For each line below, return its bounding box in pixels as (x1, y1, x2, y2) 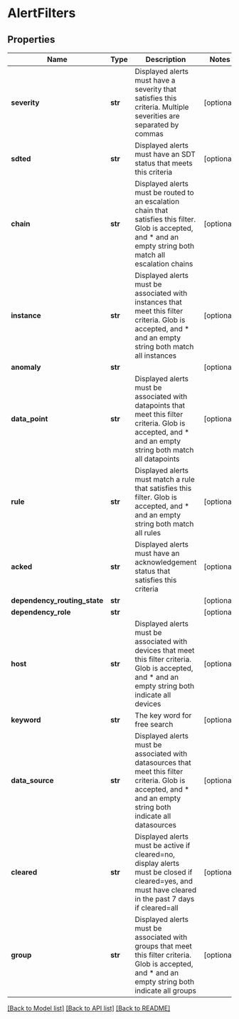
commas (134, 129, 164, 138)
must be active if (134, 841, 191, 850)
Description (145, 55, 186, 64)
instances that (134, 297, 183, 307)
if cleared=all (134, 903, 179, 913)
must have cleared (134, 885, 197, 895)
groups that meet (134, 941, 192, 951)
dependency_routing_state (11, 596, 104, 605)
